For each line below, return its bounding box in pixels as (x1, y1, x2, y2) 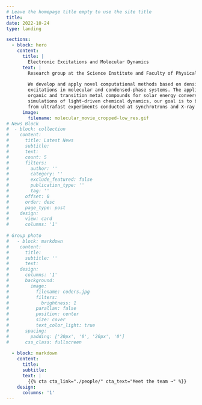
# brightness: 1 (6, 300, 77, 306)
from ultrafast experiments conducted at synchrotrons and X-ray (28, 104, 195, 110)
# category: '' (6, 171, 63, 177)
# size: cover (6, 317, 66, 323)
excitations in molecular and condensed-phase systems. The (28, 87, 182, 93)
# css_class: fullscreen (6, 339, 82, 345)
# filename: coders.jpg (6, 289, 90, 295)
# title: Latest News (6, 137, 74, 143)
